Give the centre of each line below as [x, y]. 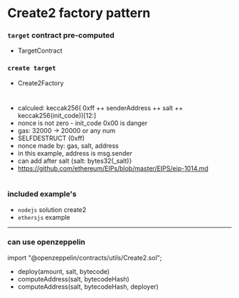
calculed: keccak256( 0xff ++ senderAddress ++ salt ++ [100, 107]
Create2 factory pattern [79, 13]
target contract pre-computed [61, 36]
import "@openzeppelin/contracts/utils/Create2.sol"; [85, 257]
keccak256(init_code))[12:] [57, 115]
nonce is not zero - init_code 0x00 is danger [83, 123]
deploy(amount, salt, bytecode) [64, 271]
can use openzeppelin [46, 242]
